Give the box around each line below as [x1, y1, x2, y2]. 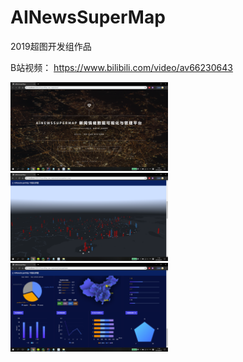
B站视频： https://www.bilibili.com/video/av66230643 [10, 61, 233, 73]
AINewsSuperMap [10, 6, 166, 29]
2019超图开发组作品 [10, 40, 92, 52]
